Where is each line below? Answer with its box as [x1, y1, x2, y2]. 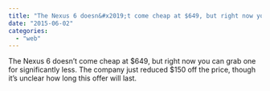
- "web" [15, 34, 42, 43]
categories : [8, 27, 48, 35]
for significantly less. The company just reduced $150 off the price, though [8, 65, 256, 75]
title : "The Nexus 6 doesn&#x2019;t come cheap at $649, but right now [8, 11, 253, 20]
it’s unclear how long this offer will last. [8, 73, 137, 83]
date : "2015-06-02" [8, 19, 74, 27]
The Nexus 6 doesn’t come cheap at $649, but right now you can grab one [8, 56, 256, 66]
